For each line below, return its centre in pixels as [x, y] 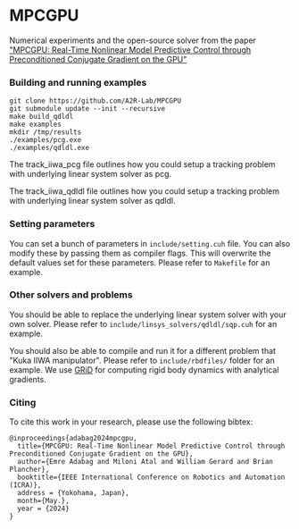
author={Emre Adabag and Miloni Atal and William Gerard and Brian [145, 462]
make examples [36, 125]
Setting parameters [52, 224]
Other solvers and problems [71, 295]
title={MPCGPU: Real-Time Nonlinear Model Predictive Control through [151, 446]
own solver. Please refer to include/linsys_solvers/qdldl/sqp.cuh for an [143, 323]
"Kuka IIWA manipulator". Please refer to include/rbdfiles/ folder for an [142, 360]
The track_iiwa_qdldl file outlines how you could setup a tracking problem [144, 191]
